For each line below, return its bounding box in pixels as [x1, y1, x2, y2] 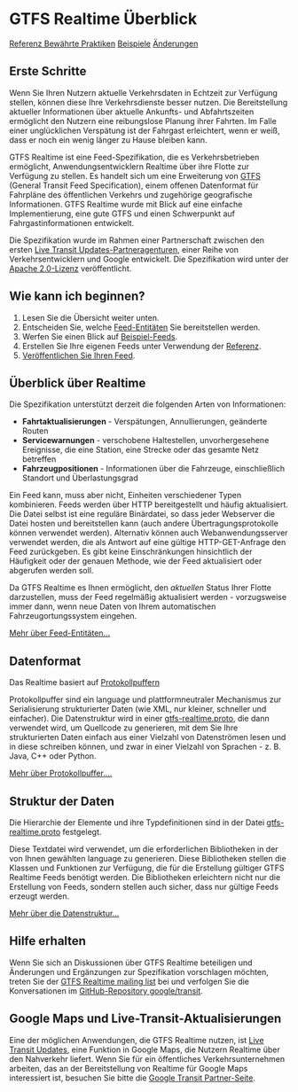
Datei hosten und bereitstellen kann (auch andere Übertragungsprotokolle [9, 519, 279, 529]
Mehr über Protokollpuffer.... [9, 768, 113, 779]
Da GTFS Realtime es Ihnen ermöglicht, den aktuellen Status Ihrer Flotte [9, 582, 272, 593]
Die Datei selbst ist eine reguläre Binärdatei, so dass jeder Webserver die [9, 509, 276, 519]
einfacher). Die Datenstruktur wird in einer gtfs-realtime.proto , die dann [9, 714, 270, 724]
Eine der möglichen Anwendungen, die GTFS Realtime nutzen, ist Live [9, 1034, 264, 1045]
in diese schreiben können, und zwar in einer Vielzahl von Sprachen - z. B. [9, 741, 281, 753]
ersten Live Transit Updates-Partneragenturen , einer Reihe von [9, 244, 239, 254]
